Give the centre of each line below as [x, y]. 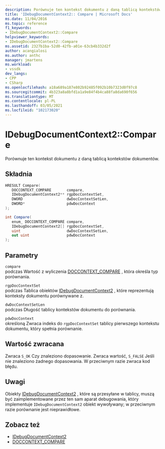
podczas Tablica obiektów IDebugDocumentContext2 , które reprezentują [79, 290]
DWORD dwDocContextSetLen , [60, 199]
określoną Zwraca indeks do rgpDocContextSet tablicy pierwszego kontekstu [82, 323]
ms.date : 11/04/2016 [26, 19]
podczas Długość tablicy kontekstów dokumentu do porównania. [71, 309]
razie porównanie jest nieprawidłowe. [43, 409]
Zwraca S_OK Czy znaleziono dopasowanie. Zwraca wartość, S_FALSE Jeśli [80, 356]
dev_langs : [16, 74]
